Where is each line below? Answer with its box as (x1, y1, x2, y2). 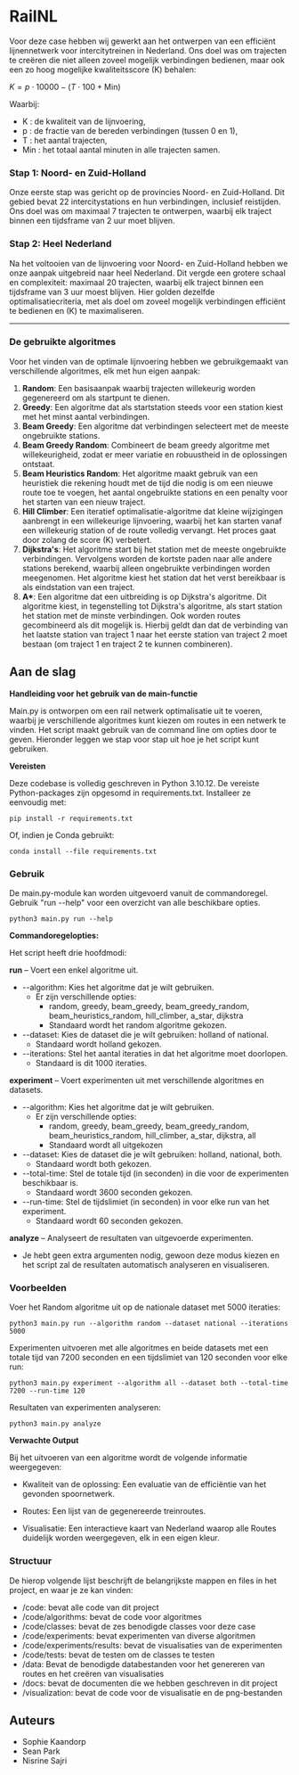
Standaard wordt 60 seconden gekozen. (35, 1215, 184, 1226)
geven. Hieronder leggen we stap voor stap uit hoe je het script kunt (9, 734, 260, 744)
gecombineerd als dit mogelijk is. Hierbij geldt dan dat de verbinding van (21, 620, 288, 630)
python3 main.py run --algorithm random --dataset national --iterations (9, 1319, 289, 1328)
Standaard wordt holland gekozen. (35, 1039, 162, 1049)
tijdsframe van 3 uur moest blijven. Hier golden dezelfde (9, 286, 215, 297)
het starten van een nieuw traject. (21, 497, 146, 507)
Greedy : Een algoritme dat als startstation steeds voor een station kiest (21, 401, 284, 412)
